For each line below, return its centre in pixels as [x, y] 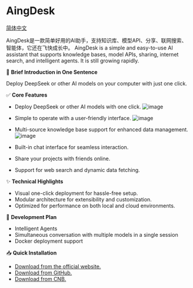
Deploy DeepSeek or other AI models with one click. [78, 107]
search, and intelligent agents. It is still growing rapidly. [73, 61]
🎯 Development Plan [31, 217]
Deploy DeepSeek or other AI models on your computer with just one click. [96, 83]
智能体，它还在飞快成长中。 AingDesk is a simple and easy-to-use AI [90, 48]
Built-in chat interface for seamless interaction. [71, 147]
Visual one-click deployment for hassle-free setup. [76, 193]
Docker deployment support [49, 241]
